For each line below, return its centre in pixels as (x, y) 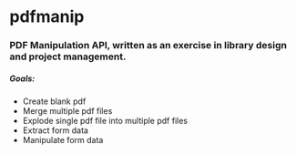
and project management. (68, 56)
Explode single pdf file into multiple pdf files (105, 121)
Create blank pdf (54, 101)
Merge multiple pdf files (67, 111)
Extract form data (56, 130)
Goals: (22, 78)
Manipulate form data (63, 140)
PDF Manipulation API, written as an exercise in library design (148, 46)
